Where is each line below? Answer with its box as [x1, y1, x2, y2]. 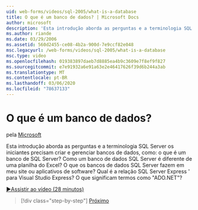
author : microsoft [6, 20, 52, 26]
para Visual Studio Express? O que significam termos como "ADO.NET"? [6, 174, 183, 181]
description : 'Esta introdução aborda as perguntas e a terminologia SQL [6, 25, 193, 31]
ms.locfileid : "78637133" [6, 86, 70, 92]
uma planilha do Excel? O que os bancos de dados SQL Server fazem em [6, 161, 185, 168]
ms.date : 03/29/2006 [6, 36, 58, 42]
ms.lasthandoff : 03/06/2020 [6, 81, 76, 87]
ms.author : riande [6, 31, 52, 37]
